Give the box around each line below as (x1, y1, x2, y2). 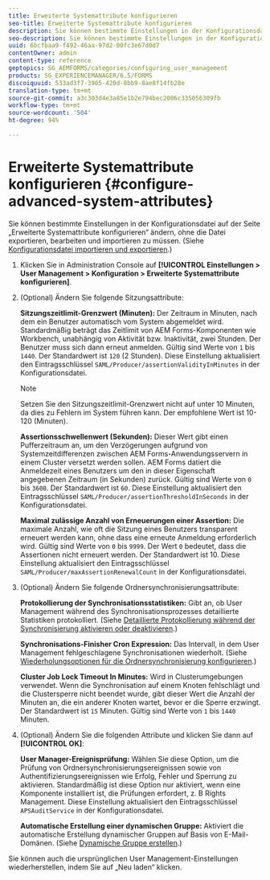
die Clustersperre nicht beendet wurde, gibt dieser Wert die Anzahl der (19, 689, 256, 698)
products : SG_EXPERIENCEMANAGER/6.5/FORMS (8, 72, 153, 80)
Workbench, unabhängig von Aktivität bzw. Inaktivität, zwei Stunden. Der (19, 334, 261, 343)
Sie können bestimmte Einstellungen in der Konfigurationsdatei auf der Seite (8, 219, 261, 228)
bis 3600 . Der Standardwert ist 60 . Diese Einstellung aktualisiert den (19, 483, 243, 493)
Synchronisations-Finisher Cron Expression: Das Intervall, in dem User (19, 639, 260, 649)
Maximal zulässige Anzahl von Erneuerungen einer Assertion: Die (19, 515, 245, 525)
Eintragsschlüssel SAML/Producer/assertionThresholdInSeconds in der (19, 491, 249, 501)
